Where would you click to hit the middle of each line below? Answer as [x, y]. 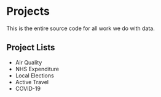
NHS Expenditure [37, 69]
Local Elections [34, 76]
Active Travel [32, 82]
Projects [28, 11]
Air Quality [29, 62]
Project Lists [31, 48]
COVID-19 [28, 88]
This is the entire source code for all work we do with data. [81, 28]
